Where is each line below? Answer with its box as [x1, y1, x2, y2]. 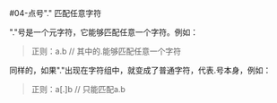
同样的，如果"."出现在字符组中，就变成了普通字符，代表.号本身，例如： [9, 65, 272, 75]
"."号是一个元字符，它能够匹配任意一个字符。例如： [9, 27, 199, 38]
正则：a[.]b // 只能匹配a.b [30, 84, 126, 94]
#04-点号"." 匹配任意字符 [9, 8, 101, 18]
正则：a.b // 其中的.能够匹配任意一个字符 [30, 46, 182, 56]
